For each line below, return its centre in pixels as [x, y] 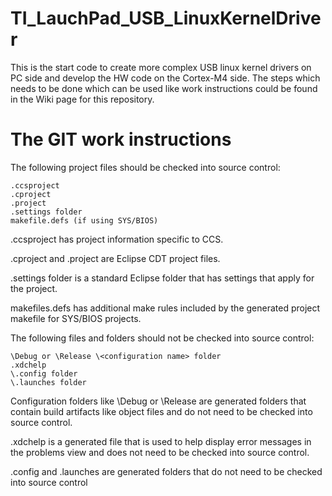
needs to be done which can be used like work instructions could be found [164, 88]
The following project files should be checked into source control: [145, 167]
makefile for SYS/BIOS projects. [76, 318]
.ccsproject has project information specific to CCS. [117, 239]
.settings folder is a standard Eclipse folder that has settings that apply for [162, 278]
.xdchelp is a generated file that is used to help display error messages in [161, 441]
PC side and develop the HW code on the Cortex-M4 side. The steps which [165, 78]
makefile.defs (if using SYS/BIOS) [84, 220]
